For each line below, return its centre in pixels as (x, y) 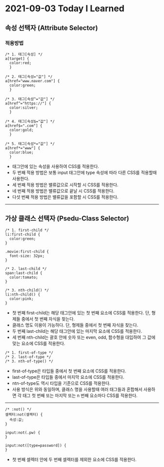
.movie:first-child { (27, 251)
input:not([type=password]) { (36, 445)
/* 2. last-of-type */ (28, 357)
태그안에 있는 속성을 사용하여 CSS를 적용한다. (55, 166)
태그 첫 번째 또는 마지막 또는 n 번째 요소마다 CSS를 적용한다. (80, 395)
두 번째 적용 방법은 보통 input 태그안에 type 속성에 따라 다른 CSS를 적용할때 (84, 172)
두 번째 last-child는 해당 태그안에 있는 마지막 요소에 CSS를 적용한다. (77, 331)
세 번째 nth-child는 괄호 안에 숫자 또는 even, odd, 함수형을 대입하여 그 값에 (84, 337)
